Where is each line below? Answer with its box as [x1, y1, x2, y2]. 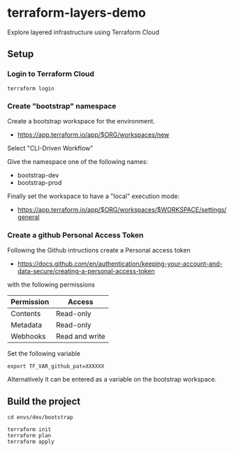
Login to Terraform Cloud [7, 69, 94, 79]
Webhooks [10, 331, 46, 341]
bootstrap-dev [17, 171, 59, 179]
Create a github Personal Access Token [7, 230, 144, 240]
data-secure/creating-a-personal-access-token [17, 267, 155, 276]
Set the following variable [7, 349, 80, 358]
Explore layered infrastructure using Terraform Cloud [7, 28, 159, 36]
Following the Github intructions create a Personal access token [7, 246, 191, 255]
